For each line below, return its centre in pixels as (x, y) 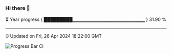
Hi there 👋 (18, 8)
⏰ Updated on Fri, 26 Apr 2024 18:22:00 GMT (54, 36)
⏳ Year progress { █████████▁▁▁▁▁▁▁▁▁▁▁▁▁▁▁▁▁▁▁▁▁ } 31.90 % (86, 19)
